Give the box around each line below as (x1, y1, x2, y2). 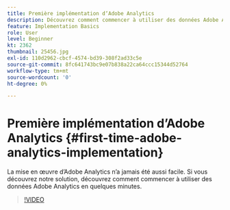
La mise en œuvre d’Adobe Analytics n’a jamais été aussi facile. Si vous (7, 167, 208, 176)
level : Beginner (7, 36, 53, 43)
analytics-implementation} (7, 145, 164, 161)
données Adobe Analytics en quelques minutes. (7, 183, 142, 191)
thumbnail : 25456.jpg (7, 49, 69, 56)
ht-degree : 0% (7, 80, 48, 87)
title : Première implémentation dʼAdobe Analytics (7, 10, 155, 17)
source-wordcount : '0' (7, 73, 72, 81)
